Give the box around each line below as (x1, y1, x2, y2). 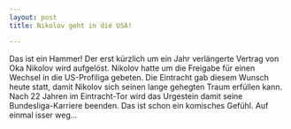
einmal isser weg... (9, 110, 78, 120)
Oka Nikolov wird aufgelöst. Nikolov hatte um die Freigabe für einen (9, 63, 256, 73)
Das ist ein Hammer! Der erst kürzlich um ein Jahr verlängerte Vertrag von (9, 53, 280, 64)
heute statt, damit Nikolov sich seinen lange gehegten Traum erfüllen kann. (9, 81, 283, 92)
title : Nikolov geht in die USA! (9, 21, 133, 30)
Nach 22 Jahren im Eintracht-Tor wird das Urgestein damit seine (9, 90, 243, 102)
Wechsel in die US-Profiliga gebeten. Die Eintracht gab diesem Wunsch (9, 72, 270, 82)
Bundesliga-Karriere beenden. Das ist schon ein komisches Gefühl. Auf (9, 100, 269, 110)
